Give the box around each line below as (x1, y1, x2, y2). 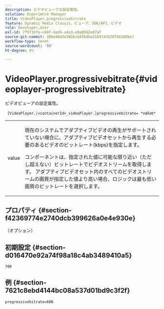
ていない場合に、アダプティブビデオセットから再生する (24, 134, 152, 141)
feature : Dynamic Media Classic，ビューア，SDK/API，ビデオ (5, 21, 122, 26)
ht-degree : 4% (5, 48, 34, 53)
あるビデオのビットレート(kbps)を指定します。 (34, 142, 143, 148)
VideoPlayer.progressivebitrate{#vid (5, 73, 158, 84)
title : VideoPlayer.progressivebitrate (5, 16, 86, 21)
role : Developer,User (5, 25, 49, 30)
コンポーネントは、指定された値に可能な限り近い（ (24, 154, 143, 161)
